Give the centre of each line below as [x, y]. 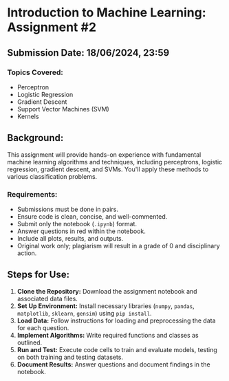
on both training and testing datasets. [70, 357]
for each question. [43, 327]
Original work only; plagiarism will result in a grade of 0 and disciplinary [118, 246]
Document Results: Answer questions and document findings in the [114, 364]
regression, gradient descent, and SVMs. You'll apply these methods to [108, 169]
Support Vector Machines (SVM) [63, 109]
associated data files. [47, 298]
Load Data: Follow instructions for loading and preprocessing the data [116, 320]
